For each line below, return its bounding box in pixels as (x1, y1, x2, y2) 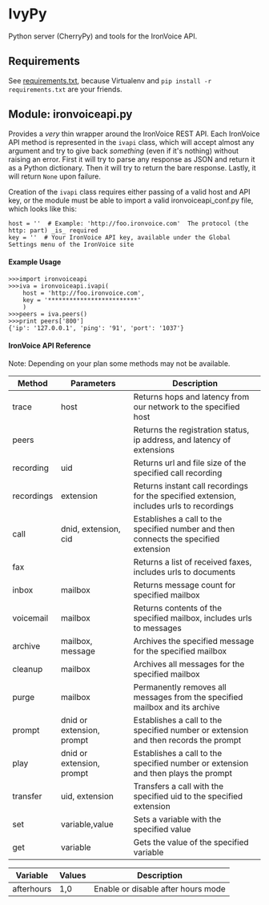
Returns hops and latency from (133, 391, 250, 402)
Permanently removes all (133, 682, 227, 693)
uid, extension (60, 790, 114, 802)
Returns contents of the (133, 602, 223, 613)
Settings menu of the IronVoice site (8, 240, 134, 248)
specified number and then (133, 523, 235, 534)
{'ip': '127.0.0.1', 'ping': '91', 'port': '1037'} (8, 324, 184, 332)
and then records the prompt (133, 734, 242, 746)
